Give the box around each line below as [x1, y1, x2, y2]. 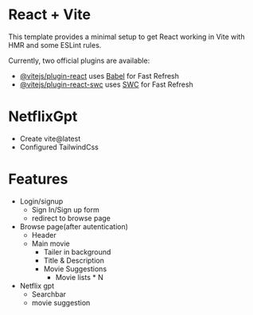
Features [8, 170, 68, 189]
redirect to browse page [31, 213, 111, 223]
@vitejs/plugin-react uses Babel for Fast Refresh [19, 71, 180, 80]
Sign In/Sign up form [31, 204, 99, 214]
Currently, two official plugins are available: [8, 56, 150, 65]
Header [31, 230, 57, 239]
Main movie [31, 239, 70, 248]
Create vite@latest [19, 134, 81, 143]
